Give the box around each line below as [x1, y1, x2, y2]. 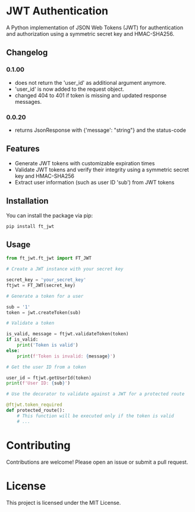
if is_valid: [6, 337, 39, 343]
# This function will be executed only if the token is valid [17, 413, 174, 419]
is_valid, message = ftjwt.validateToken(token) [6, 331, 129, 337]
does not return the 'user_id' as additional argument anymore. [14, 79, 166, 86]
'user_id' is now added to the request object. [14, 85, 125, 92]
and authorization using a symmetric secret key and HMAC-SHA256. [6, 30, 174, 37]
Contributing [6, 439, 71, 452]
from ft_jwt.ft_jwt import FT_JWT [6, 255, 92, 261]
